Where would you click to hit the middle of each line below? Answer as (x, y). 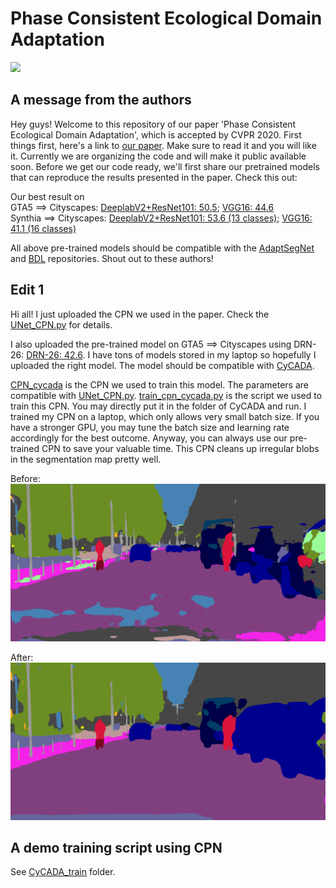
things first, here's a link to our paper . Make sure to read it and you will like (163, 145)
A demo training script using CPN (116, 847)
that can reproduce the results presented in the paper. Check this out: (154, 177)
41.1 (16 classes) (43, 228)
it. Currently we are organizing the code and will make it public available (158, 156)
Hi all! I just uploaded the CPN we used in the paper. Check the (140, 314)
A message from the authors (101, 100)
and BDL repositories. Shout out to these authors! (112, 258)
